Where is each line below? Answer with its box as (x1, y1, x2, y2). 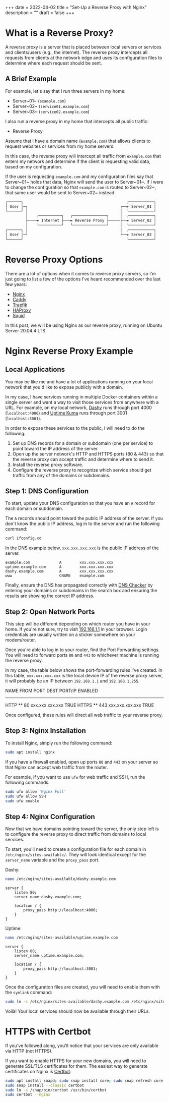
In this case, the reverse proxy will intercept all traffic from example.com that (5, 153, 161, 159)
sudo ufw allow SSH (5, 794, 46, 799)
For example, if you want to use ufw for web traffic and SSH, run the (5, 774, 145, 780)
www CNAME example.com (5, 573, 105, 578)
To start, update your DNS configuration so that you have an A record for (5, 500, 155, 506)
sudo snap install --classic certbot (5, 1083, 84, 1088)
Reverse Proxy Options (5, 254, 103, 265)
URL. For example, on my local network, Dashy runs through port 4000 (5, 404, 152, 411)
